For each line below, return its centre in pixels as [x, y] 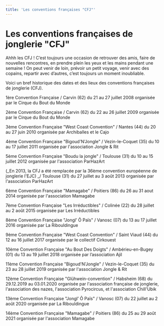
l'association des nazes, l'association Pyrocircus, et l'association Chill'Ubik [81, 289]
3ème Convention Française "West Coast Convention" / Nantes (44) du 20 [81, 127]
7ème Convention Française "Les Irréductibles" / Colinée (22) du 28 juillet [80, 205]
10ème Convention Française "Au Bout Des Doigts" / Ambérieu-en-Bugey [79, 249]
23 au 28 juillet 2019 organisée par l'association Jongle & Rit [66, 269]
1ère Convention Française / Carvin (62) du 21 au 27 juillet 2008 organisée [80, 97]
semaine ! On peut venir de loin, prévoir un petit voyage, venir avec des [77, 68]
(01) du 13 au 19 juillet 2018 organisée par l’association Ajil [64, 254]
